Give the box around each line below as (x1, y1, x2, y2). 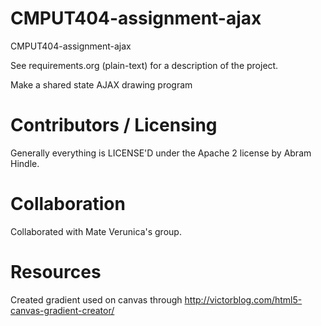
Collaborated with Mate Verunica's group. (10, 225, 182, 237)
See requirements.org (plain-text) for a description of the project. (10, 59, 279, 71)
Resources (10, 261, 102, 283)
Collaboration (10, 193, 126, 216)
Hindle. (10, 157, 40, 169)
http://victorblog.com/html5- (184, 293, 303, 306)
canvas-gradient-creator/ (10, 304, 115, 316)
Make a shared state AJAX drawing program (10, 78, 193, 91)
